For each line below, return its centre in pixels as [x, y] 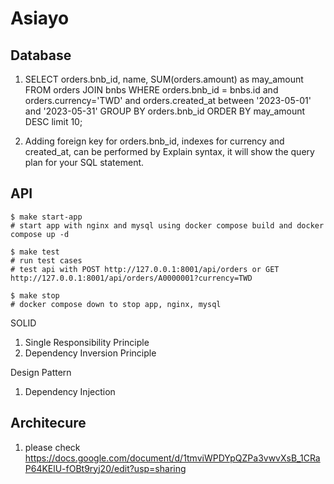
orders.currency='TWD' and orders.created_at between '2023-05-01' [168, 100]
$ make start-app [46, 217]
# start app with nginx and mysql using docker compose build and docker [167, 225]
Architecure [48, 423]
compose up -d [40, 234]
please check [52, 447]
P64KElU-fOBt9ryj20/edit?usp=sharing [105, 468]
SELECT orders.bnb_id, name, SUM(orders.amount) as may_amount [164, 79]
